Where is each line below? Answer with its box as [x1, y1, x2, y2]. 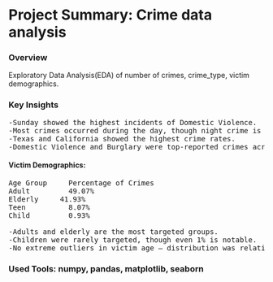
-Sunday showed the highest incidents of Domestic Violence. [8, 118, 258, 127]
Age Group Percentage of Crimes [8, 178, 154, 188]
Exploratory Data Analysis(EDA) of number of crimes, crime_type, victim [8, 71, 250, 80]
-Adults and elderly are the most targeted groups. [8, 227, 219, 236]
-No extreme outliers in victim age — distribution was [8, 243, 236, 253]
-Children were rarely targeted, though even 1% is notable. [8, 235, 258, 245]
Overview [8, 52, 48, 63]
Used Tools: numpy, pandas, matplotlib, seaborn [8, 262, 205, 274]
